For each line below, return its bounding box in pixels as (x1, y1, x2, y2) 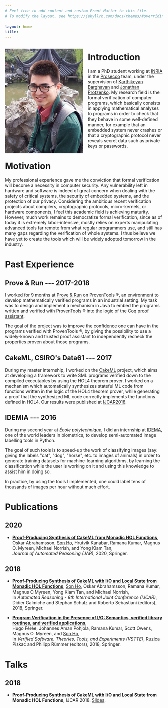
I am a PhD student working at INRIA (88, 68, 163, 74)
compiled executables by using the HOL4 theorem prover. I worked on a (5, 377, 153, 384)
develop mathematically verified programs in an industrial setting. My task (5, 297, 157, 303)
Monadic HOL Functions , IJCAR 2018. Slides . (12, 697, 106, 703)
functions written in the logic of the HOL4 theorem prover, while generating (5, 388, 160, 394)
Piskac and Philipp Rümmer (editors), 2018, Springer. (12, 641, 121, 647)
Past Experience (5, 259, 74, 270)
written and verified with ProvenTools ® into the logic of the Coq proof (5, 308, 149, 314)
